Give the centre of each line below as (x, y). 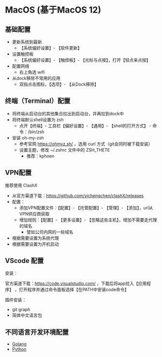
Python (19, 349)
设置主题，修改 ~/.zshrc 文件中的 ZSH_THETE (65, 150)
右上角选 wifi (32, 72)
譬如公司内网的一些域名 (50, 232)
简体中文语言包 (27, 315)
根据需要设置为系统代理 (35, 238)
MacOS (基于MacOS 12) (53, 10)
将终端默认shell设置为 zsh (38, 120)
